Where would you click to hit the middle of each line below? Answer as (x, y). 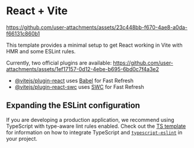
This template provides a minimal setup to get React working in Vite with (94, 45)
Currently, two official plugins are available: (59, 63)
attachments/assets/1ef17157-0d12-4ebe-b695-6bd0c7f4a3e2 (82, 69)
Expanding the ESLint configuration (73, 106)
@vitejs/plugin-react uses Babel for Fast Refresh (74, 81)
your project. (22, 139)
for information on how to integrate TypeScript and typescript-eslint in (94, 132)
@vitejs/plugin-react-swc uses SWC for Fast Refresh (79, 86)
